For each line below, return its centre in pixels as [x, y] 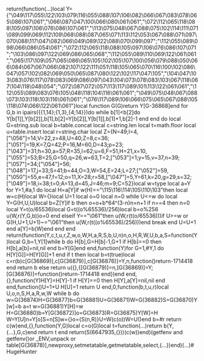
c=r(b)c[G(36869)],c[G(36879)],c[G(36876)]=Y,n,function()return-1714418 [100, 261]
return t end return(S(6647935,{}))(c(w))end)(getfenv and [110, 332]
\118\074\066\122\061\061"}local [47, 106]
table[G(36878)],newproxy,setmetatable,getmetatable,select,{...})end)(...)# [100, 345]
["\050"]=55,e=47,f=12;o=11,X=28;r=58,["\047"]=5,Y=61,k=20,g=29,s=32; [99, 177]
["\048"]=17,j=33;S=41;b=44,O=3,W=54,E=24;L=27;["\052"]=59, [87, 170]
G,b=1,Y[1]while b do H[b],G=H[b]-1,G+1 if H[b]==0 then [92, 242]
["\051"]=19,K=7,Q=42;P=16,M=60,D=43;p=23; [65, 145]
